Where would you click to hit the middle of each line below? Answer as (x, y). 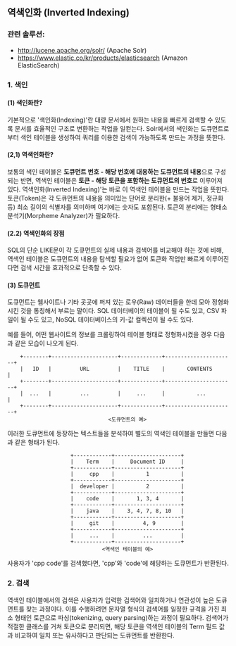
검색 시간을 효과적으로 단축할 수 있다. (71, 268)
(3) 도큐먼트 (24, 285)
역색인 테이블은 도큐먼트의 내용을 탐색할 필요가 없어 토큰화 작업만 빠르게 (106, 259)
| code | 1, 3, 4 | (127, 499)
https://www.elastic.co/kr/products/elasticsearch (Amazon (103, 58)
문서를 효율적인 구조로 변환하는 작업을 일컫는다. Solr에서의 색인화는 (107, 128)
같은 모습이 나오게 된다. (46, 343)
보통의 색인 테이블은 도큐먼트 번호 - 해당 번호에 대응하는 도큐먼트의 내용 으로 (110, 172)
